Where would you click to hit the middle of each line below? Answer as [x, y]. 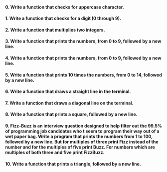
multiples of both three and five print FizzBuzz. [55, 152]
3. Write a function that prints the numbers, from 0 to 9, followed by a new [83, 41]
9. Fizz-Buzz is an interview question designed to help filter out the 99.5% [83, 125]
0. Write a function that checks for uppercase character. [65, 7]
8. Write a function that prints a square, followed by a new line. [71, 114]
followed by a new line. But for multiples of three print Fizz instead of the [82, 141]
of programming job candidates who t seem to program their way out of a [82, 131]
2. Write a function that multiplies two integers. [55, 29]
